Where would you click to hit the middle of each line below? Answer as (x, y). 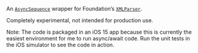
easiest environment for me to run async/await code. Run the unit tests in (98, 38)
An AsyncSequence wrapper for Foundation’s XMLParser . (74, 9)
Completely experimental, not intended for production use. (80, 20)
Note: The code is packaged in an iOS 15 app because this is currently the (99, 32)
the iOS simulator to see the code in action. (60, 45)
